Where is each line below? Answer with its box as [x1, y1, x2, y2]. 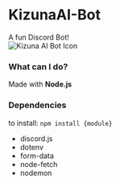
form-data [19, 151, 55, 161]
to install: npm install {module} [8, 118, 113, 128]
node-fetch [19, 159, 58, 169]
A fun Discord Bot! [8, 32, 70, 42]
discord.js [19, 133, 53, 143]
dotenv [19, 142, 44, 152]
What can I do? [8, 61, 68, 72]
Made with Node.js [8, 79, 72, 90]
